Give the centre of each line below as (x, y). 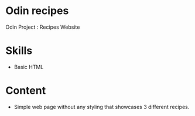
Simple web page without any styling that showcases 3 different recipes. (102, 107)
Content (26, 91)
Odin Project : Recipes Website (43, 27)
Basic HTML (29, 67)
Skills (19, 51)
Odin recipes (37, 11)
